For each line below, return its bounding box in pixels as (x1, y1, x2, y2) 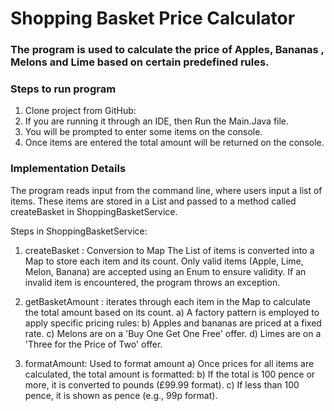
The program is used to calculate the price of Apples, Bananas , (10, 43, 325, 57)
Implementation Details (10, 162, 127, 176)
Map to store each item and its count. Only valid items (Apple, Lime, (24, 255, 304, 267)
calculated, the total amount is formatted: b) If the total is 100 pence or (24, 368, 316, 380)
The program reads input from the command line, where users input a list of (10, 184, 323, 196)
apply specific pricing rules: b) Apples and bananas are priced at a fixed (24, 317, 322, 329)
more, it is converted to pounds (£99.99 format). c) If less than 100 (24, 378, 300, 391)
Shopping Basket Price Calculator (10, 7, 296, 30)
